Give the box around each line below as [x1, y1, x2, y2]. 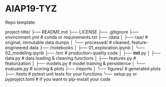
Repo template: [5, 19, 36, 25]
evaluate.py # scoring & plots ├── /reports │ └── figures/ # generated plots [5, 65, 161, 72]
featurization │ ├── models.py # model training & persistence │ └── [5, 60, 146, 66]
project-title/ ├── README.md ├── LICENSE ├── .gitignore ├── [5, 29, 139, 35]
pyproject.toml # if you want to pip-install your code [5, 76, 111, 82]
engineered [5, 44, 29, 50]
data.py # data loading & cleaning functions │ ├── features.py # [5, 55, 136, 61]
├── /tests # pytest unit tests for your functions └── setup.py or [5, 71, 137, 77]
